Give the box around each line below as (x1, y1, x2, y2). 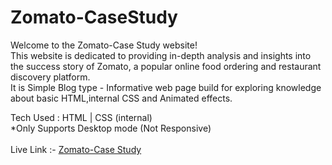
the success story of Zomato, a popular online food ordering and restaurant (10, 60, 322, 72)
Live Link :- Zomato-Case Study (10, 143, 142, 155)
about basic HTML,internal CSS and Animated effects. (10, 92, 233, 104)
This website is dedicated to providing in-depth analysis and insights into (10, 49, 312, 61)
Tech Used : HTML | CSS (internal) (10, 111, 153, 123)
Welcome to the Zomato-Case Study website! (10, 39, 198, 51)
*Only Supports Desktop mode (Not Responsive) (10, 122, 212, 134)
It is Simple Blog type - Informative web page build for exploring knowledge (10, 81, 322, 93)
